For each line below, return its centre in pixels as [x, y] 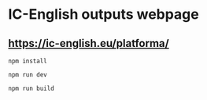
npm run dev [28, 75]
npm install [28, 61]
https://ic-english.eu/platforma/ [89, 43]
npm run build [31, 88]
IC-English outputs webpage [103, 14]
